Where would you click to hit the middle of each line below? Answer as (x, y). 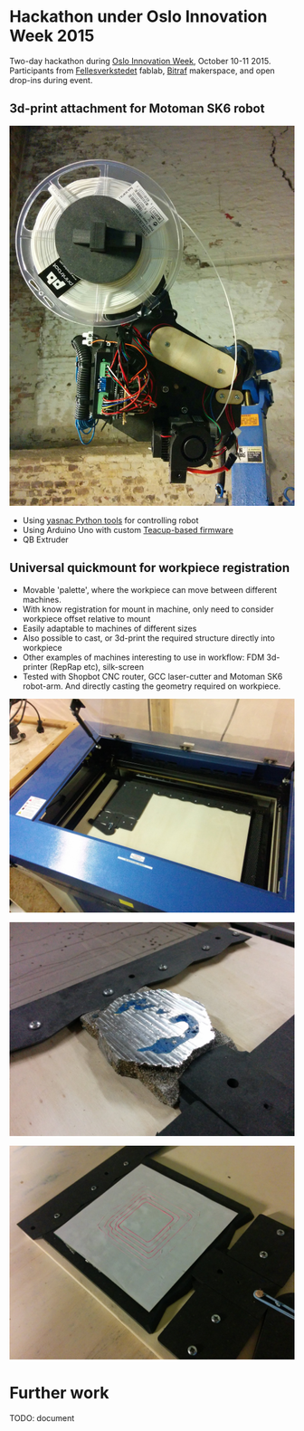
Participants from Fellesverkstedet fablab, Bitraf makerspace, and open (142, 71)
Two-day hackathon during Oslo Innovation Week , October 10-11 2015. (140, 61)
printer (35, 666)
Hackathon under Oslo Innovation (138, 17)
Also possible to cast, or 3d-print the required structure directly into (149, 638)
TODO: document (42, 1417)
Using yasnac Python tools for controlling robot (110, 520)
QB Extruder (46, 539)
